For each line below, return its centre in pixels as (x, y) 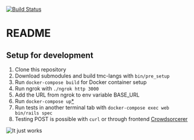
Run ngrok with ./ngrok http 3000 (57, 88)
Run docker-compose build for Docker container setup (81, 82)
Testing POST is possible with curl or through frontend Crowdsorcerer (101, 119)
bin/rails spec (34, 113)
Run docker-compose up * (44, 101)
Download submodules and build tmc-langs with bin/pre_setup (92, 76)
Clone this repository (40, 69)
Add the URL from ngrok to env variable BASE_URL (77, 95)
